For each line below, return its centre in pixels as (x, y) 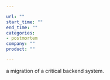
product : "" (20, 49)
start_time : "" (25, 22)
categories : (20, 33)
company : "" (20, 44)
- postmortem (22, 39)
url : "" (16, 16)
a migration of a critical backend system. (55, 71)
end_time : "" (22, 27)
